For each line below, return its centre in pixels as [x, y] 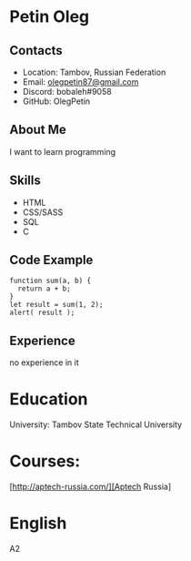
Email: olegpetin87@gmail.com [80, 82]
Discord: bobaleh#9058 [67, 92]
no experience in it [44, 362]
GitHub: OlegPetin [56, 101]
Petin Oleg [50, 17]
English [38, 523]
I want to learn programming [63, 151]
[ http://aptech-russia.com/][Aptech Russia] [90, 487]
